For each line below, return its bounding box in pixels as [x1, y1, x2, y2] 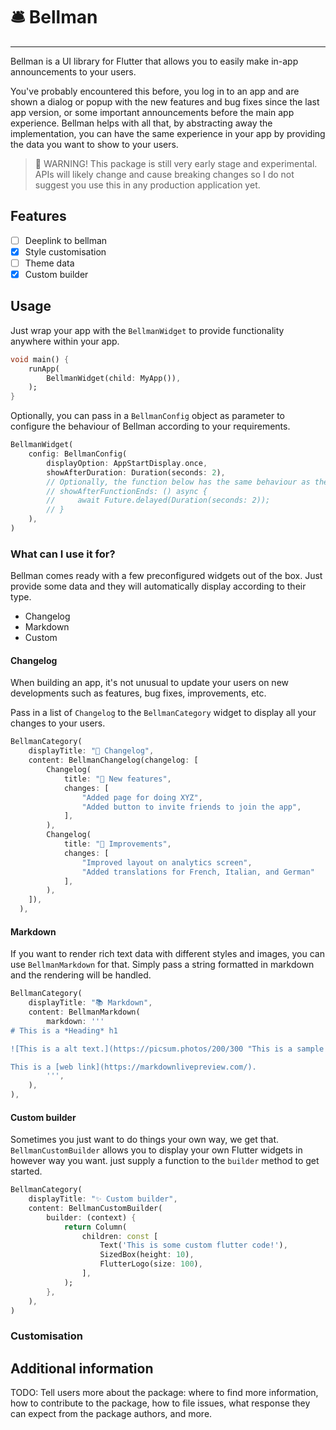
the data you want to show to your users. [10, 138, 179, 150]
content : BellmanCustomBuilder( [28, 1203, 163, 1213]
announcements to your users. [10, 65, 137, 78]
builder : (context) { [46, 1212, 137, 1223]
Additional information [10, 1360, 154, 1377]
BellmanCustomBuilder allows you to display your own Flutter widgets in [10, 1144, 303, 1156]
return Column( [63, 1222, 128, 1232]
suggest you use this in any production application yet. [34, 179, 261, 191]
